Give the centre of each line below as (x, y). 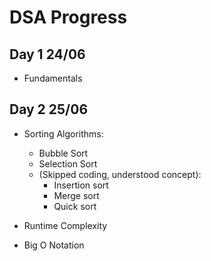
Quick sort (75, 206)
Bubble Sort (63, 153)
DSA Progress (68, 17)
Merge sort (76, 195)
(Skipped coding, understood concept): (120, 174)
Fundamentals (53, 78)
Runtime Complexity (65, 225)
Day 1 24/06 (47, 54)
